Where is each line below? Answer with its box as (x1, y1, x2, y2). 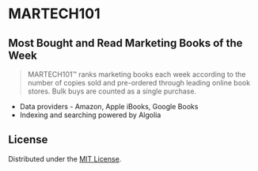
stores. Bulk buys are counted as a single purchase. (27, 86, 196, 96)
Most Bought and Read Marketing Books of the (8, 36, 243, 50)
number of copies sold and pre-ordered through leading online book (27, 78, 251, 87)
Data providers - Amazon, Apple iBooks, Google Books (19, 102, 199, 111)
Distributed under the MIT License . (8, 154, 122, 163)
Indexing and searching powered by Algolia (19, 110, 161, 120)
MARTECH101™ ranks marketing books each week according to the (27, 70, 246, 79)
